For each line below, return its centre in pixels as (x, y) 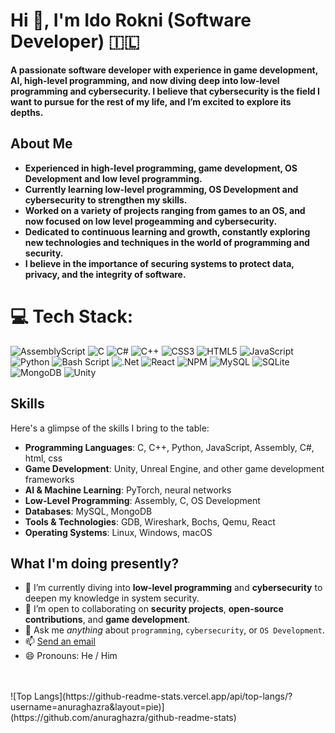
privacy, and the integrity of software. (105, 274)
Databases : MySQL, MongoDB (88, 511)
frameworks (49, 479)
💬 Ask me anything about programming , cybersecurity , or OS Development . (175, 630)
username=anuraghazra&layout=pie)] (87, 707)
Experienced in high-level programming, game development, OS (161, 168)
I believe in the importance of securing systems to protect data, (159, 263)
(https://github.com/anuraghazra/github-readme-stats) (123, 718)
